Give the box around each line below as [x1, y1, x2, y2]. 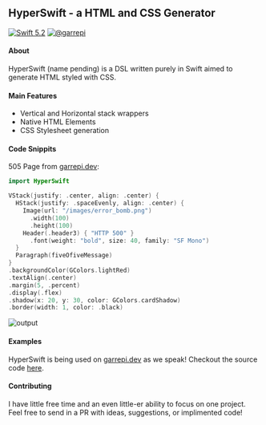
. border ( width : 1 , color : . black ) [8, 304, 124, 312]
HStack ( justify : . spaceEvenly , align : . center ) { [15, 200, 184, 208]
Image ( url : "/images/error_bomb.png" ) [22, 207, 152, 215]
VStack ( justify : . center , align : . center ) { [8, 192, 159, 200]
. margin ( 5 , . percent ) [8, 281, 81, 289]
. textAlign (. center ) [8, 273, 78, 281]
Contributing [8, 381, 52, 391]
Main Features [8, 91, 58, 100]
